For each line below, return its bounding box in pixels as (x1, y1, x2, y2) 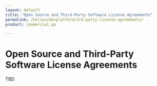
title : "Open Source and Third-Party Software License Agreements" (5, 12, 153, 17)
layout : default (5, 7, 40, 13)
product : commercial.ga (5, 21, 56, 27)
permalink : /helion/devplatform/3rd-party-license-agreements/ (5, 17, 144, 22)
